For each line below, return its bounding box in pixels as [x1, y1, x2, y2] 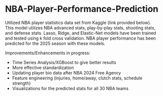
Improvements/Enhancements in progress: [5, 50, 91, 56]
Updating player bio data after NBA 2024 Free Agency [12, 70, 121, 75]
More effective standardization [12, 65, 74, 71]
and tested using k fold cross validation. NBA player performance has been [5, 35, 156, 41]
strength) [12, 80, 31, 86]
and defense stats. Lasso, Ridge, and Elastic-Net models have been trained [5, 30, 156, 36]
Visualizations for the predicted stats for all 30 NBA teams [12, 85, 129, 91]
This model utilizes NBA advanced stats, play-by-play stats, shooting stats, [5, 24, 156, 30]
